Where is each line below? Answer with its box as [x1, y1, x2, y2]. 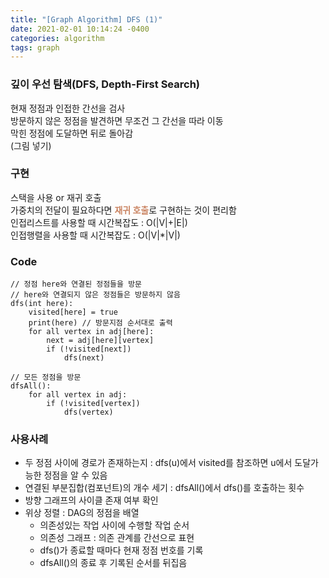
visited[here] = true [28, 307, 118, 318]
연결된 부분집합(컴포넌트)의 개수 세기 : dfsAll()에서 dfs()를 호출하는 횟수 [24, 482, 305, 494]
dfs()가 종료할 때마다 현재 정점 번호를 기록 [39, 544, 204, 556]
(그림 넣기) [10, 139, 52, 151]
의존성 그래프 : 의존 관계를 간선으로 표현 [39, 532, 195, 544]
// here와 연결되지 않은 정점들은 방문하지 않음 [10, 290, 181, 300]
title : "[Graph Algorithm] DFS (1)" [10, 14, 163, 25]
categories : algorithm [10, 33, 105, 43]
